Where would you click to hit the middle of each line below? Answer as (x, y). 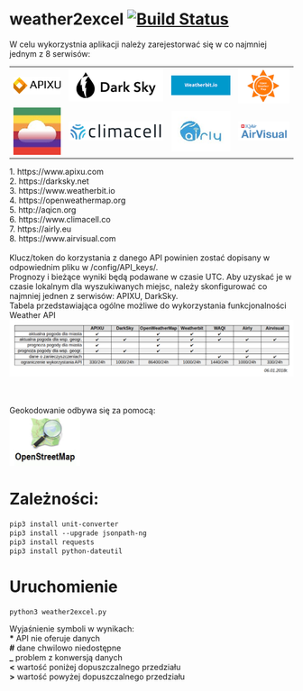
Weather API (32, 315)
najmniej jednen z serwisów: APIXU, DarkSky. (94, 296)
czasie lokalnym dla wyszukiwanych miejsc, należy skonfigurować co (138, 286)
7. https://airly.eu (41, 229)
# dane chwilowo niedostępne (65, 648)
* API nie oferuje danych (55, 639)
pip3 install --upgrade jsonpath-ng (78, 533)
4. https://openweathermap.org (68, 200)
